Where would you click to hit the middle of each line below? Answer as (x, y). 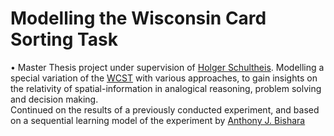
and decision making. (54, 99)
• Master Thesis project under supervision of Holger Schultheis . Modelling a (167, 67)
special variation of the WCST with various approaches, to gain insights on (164, 78)
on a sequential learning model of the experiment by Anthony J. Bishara (158, 120)
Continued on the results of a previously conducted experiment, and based (165, 109)
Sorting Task (64, 39)
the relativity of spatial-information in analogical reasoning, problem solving (166, 88)
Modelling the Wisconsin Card (138, 18)
